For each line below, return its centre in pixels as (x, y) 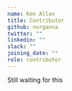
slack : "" (22, 47)
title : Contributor (36, 20)
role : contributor (34, 60)
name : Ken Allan (31, 14)
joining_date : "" (33, 54)
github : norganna (33, 27)
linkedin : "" (26, 40)
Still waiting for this (35, 80)
